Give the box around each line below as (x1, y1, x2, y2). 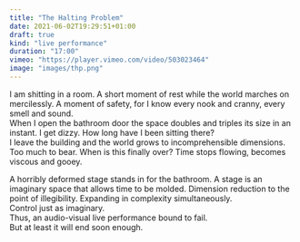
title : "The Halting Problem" (9, 13, 125, 23)
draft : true (9, 30, 55, 39)
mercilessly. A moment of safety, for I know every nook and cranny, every (9, 98, 285, 109)
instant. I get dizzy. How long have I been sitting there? (9, 127, 215, 138)
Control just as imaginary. (9, 202, 105, 213)
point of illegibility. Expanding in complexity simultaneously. (9, 192, 233, 204)
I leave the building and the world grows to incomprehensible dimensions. (9, 137, 286, 148)
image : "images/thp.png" (9, 64, 104, 73)
